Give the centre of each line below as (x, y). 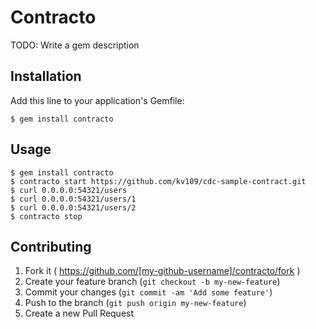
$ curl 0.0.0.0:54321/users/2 (73, 207)
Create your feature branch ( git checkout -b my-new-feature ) (152, 282)
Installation (46, 76)
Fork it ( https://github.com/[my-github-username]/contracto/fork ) (162, 271)
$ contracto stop (46, 216)
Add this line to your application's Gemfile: (97, 100)
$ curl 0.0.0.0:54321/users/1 (73, 199)
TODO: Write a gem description (75, 45)
